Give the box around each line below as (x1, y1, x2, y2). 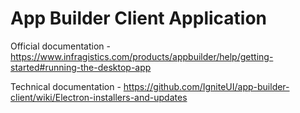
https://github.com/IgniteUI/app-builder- (123, 80, 290, 92)
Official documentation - (10, 40, 111, 52)
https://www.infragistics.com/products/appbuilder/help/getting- (10, 50, 274, 62)
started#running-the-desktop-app (10, 61, 152, 73)
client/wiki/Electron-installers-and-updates (10, 91, 188, 103)
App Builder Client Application (10, 7, 268, 30)
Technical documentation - (10, 80, 122, 92)
